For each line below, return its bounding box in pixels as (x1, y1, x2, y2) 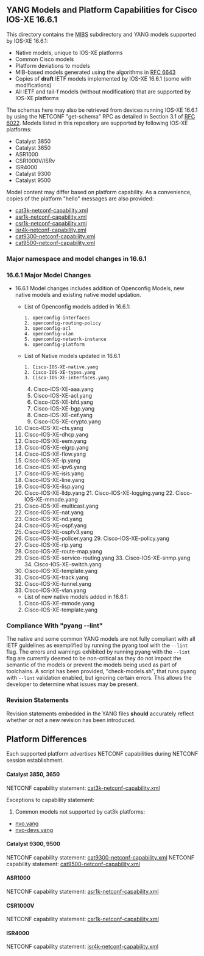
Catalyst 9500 (15, 177, 51, 184)
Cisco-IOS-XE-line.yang (24, 476, 85, 484)
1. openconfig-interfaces (24, 315, 90, 321)
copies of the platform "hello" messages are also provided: (6, 195, 154, 202)
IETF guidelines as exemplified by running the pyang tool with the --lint (6, 641, 188, 649)
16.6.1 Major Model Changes (6, 271, 91, 279)
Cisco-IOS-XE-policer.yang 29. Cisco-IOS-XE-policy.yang (24, 535, 169, 542)
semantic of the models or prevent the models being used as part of (6, 661, 177, 668)
